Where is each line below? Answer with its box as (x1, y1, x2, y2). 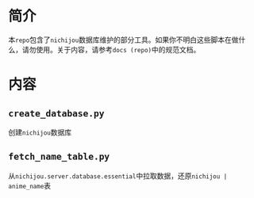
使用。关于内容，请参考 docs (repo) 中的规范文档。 (35, 44, 201, 54)
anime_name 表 (8, 181, 52, 190)
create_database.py (8, 108, 105, 119)
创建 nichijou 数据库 (8, 128, 72, 137)
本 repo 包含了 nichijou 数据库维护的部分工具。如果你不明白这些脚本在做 (8, 35, 239, 44)
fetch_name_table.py (8, 151, 110, 162)
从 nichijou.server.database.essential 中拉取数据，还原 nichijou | (8, 171, 228, 181)
